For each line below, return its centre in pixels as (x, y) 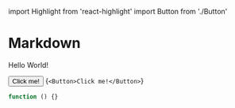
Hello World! (29, 65)
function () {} (33, 97)
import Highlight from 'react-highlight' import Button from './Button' (118, 11)
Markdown (44, 43)
